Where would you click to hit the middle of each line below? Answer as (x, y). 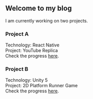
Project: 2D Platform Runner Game (42, 86)
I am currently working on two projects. (47, 20)
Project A (17, 34)
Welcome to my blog (39, 8)
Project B (17, 69)
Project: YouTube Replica (32, 51)
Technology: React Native (32, 45)
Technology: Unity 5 (27, 80)
